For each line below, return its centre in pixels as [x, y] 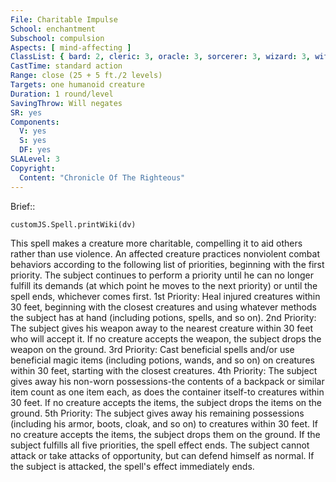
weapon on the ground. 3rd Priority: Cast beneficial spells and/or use [152, 349]
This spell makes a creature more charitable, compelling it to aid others [156, 243]
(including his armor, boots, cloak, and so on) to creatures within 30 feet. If [164, 423]
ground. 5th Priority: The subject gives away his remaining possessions [157, 413]
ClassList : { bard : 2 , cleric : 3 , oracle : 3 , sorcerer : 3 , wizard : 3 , [161, 57]
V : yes [33, 131]
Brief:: [23, 206]
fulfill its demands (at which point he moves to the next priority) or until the [164, 285]
